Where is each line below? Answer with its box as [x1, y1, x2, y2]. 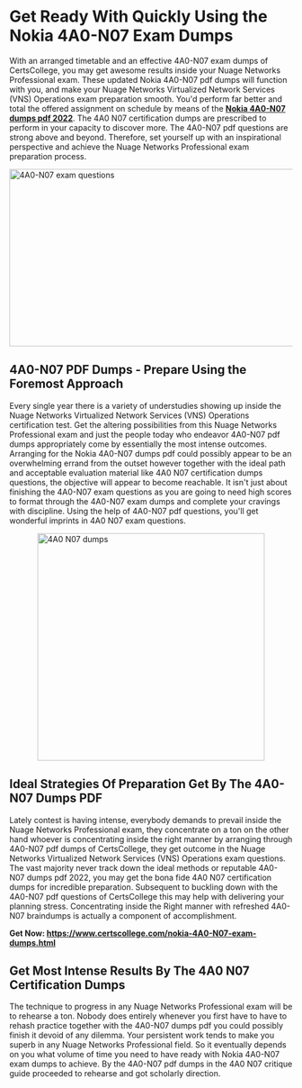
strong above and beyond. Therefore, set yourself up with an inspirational [9, 131, 281, 142]
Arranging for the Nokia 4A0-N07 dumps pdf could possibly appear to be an [9, 448, 292, 458]
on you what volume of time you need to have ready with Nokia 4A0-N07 [9, 1049, 280, 1060]
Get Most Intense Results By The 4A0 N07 [9, 963, 250, 978]
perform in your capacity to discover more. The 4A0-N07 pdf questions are [9, 122, 289, 132]
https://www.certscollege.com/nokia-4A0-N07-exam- [46, 928, 257, 938]
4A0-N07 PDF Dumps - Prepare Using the [9, 362, 247, 377]
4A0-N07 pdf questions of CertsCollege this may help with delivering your [9, 891, 285, 902]
